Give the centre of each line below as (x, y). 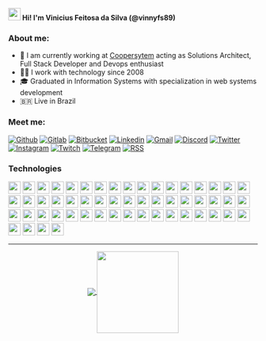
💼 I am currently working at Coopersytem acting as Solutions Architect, (135, 56)
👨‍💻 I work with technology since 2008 (82, 72)
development (41, 93)
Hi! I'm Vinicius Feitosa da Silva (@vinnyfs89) (99, 17)
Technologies (35, 168)
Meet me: (27, 122)
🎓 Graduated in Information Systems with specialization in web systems (138, 81)
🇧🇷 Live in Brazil (47, 101)
